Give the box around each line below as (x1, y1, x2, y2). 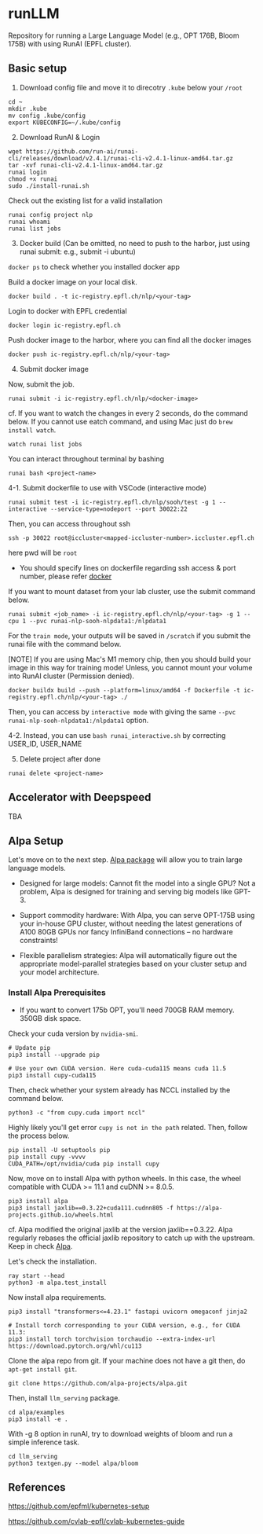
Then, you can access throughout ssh (8, 519, 131, 528)
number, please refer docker (19, 571, 112, 581)
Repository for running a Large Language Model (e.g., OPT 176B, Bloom (8, 31, 239, 40)
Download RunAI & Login (19, 132, 100, 141)
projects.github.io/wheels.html (8, 1211, 114, 1219)
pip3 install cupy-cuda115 (8, 1071, 97, 1079)
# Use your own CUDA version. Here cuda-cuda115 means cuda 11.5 (8, 1064, 226, 1073)
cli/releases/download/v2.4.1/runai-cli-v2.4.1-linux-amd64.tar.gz (8, 154, 234, 162)
